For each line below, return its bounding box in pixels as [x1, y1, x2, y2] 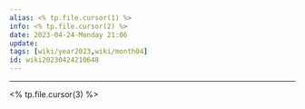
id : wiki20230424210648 [9, 55, 100, 64]
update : [9, 38, 39, 48]
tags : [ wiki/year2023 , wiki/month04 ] [9, 47, 148, 56]
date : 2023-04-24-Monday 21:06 [9, 30, 128, 39]
